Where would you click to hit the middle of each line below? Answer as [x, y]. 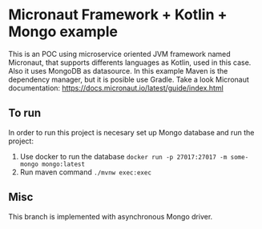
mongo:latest [63, 164]
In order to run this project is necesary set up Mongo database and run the [131, 132]
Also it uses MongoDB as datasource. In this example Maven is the [118, 70]
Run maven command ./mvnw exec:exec [86, 172]
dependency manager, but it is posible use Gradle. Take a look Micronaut [129, 79]
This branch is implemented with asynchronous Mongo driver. [111, 216]
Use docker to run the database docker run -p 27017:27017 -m [123, 156]
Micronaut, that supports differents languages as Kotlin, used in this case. [130, 62]
